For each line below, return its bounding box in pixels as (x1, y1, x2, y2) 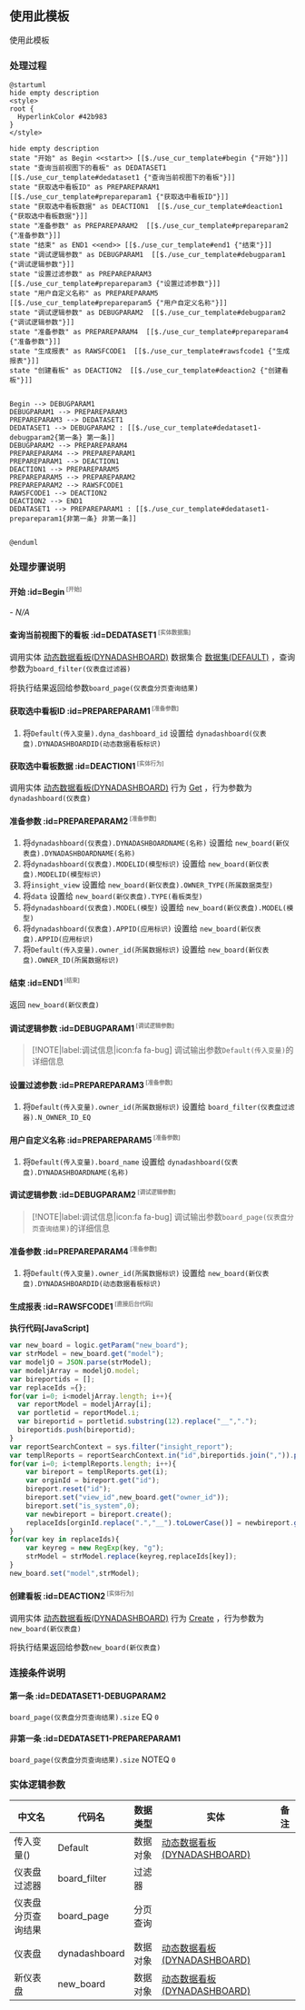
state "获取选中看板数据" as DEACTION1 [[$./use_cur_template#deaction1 (9, 203, 283, 212)
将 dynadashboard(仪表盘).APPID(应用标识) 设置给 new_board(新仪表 (22, 923, 261, 934)
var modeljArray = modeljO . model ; (9, 1366, 141, 1375)
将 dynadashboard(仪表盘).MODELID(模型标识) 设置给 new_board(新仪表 (22, 858, 270, 869)
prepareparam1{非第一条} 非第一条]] (9, 514, 137, 524)
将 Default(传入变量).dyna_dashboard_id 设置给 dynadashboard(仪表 (22, 728, 267, 738)
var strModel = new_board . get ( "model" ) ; (9, 1350, 165, 1359)
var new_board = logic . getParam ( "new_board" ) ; (9, 1341, 189, 1351)
